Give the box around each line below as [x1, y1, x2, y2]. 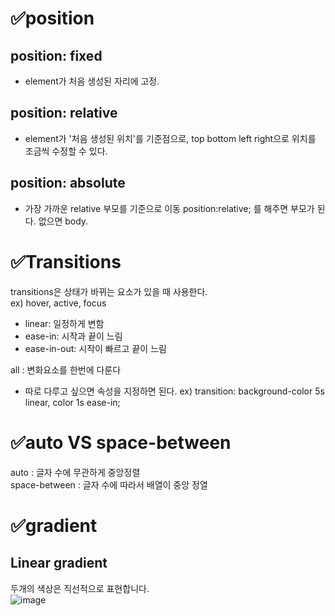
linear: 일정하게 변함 [24, 317, 105, 329]
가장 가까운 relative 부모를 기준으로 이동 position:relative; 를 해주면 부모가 [24, 202, 315, 214]
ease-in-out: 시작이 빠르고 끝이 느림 [24, 342, 167, 354]
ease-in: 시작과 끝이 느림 [24, 330, 123, 342]
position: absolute [10, 175, 126, 192]
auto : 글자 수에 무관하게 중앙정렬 [10, 466, 141, 478]
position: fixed [10, 47, 103, 64]
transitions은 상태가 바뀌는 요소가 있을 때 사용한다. [10, 285, 208, 297]
